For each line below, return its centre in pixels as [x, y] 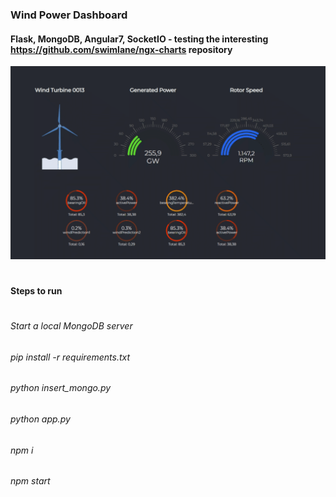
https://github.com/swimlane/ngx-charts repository [121, 49]
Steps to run [36, 290]
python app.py [40, 419]
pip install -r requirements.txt [70, 357]
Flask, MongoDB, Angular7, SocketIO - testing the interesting [139, 39]
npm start [30, 481]
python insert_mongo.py [61, 388]
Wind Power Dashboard [69, 15]
